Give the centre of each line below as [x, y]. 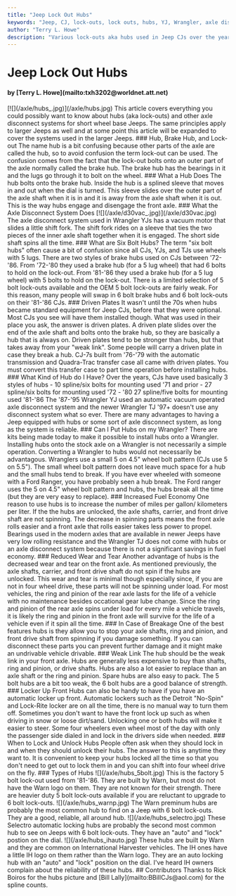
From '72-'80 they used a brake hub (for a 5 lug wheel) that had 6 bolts [123, 265]
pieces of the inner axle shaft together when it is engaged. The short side [113, 235]
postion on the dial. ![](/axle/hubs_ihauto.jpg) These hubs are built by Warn [116, 840]
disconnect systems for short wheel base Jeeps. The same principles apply [117, 123]
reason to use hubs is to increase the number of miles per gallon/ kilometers [118, 504]
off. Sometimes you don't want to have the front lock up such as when [109, 713]
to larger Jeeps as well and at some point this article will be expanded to [112, 131]
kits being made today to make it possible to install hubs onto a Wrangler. [113, 436]
